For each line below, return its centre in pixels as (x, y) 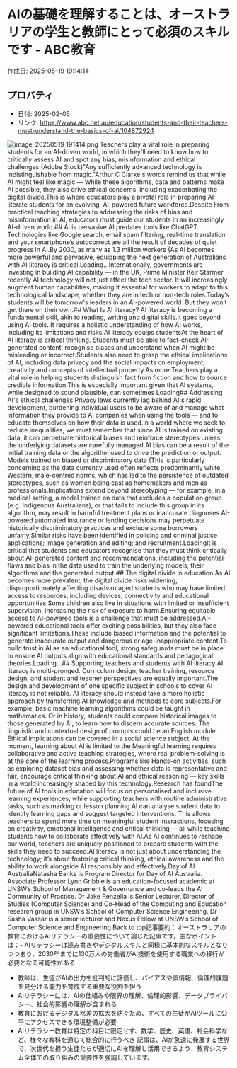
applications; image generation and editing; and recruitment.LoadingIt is (112, 543)
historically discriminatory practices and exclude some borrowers (103, 527)
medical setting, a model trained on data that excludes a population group (115, 498)
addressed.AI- (190, 618)
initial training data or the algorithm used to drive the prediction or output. (114, 452)
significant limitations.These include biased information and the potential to (117, 633)
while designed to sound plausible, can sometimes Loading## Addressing (115, 392)
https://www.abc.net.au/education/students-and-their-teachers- (134, 122)
